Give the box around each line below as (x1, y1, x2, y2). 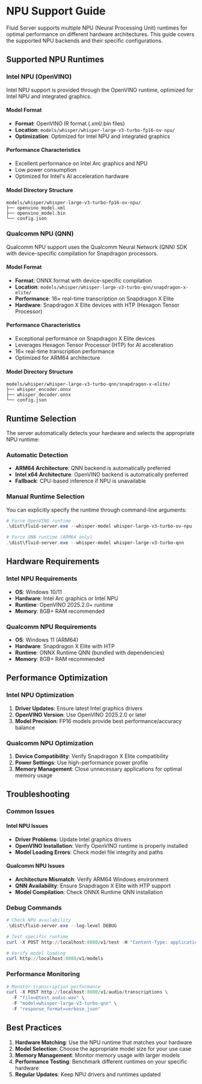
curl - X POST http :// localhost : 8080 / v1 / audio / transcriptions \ (6, 989, 168, 995)
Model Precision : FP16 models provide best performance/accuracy (14, 717, 182, 724)
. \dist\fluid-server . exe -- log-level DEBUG (6, 923, 117, 929)
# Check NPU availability (6, 917, 71, 923)
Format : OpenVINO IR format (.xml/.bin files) (14, 119, 125, 127)
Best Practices (6, 1023, 62, 1033)
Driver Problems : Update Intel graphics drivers (14, 836, 132, 843)
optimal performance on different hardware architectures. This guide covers (6, 30, 195, 37)
